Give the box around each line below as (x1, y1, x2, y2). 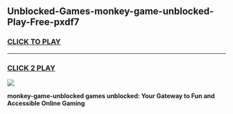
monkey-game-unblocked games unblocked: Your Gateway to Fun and (7, 91, 215, 99)
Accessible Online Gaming (7, 99, 85, 107)
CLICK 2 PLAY (7, 63, 55, 73)
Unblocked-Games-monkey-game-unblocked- (7, 6, 214, 17)
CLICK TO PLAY (7, 37, 61, 47)
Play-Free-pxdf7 (7, 17, 80, 28)
